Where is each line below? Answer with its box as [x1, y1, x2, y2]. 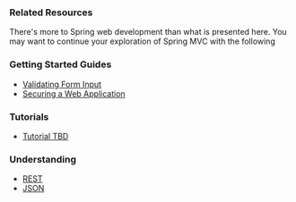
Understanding [9, 153, 77, 165]
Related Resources [9, 6, 93, 19]
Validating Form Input [22, 79, 101, 89]
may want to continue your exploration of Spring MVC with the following [9, 36, 275, 46]
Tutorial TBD [22, 130, 69, 141]
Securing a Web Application [22, 88, 126, 99]
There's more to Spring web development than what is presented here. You [9, 27, 287, 38]
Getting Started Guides [9, 58, 112, 71]
